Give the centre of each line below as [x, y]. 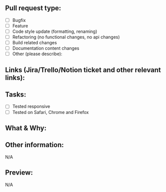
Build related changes [34, 43]
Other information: [34, 145]
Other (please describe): [37, 54]
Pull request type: [33, 8]
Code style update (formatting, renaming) [55, 31]
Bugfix [19, 20]
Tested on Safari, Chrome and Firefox [51, 112]
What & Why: [26, 128]
